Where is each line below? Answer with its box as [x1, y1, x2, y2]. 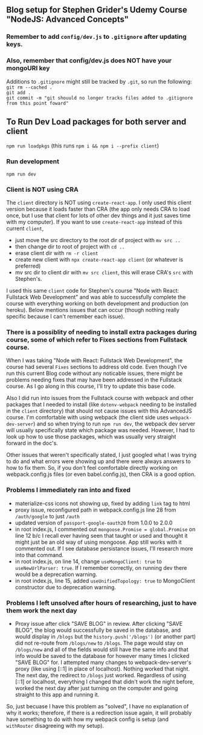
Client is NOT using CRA [6, 185, 79, 194]
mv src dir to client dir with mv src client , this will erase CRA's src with [14, 269, 193, 276]
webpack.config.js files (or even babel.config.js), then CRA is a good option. [6, 470, 196, 478]
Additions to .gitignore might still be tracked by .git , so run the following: [6, 78, 192, 85]
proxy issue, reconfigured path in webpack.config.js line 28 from [14, 506, 176, 513]
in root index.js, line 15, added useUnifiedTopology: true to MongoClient [14, 577, 195, 584]
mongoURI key [6, 64, 50, 72]
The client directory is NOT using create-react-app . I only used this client [6, 199, 192, 206]
